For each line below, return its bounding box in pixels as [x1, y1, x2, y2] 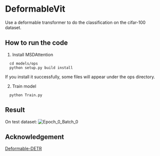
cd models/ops [9, 61, 38, 66]
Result [5, 106, 25, 114]
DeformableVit [5, 3, 65, 15]
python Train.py [9, 92, 42, 98]
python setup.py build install [9, 65, 73, 70]
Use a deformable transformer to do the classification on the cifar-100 [5, 19, 146, 25]
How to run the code [5, 39, 68, 47]
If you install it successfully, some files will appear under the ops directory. [5, 74, 155, 80]
